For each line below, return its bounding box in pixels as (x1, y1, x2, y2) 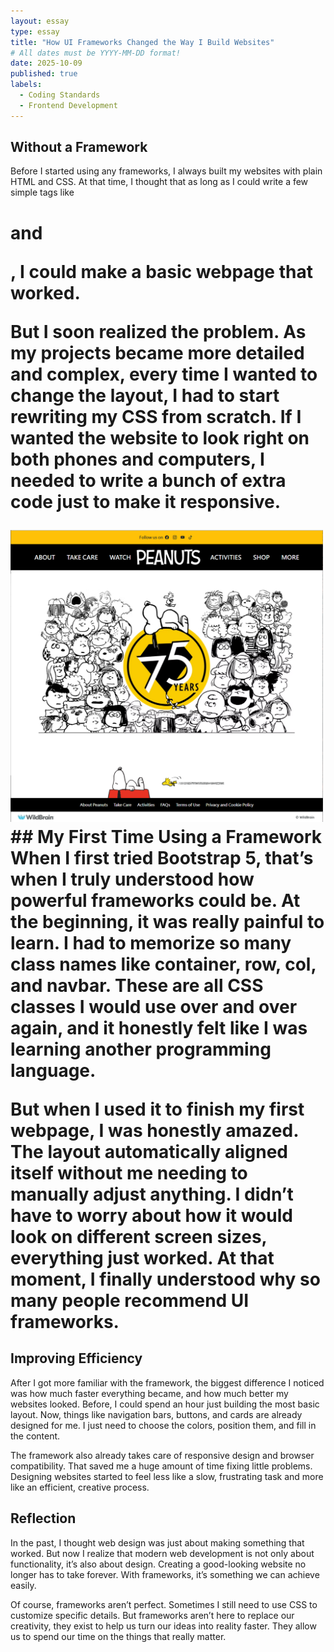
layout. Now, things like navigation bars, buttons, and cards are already (10, 1408, 303, 1420)
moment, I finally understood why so (10, 1268, 321, 1290)
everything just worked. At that (10, 1246, 275, 1269)
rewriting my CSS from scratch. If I (10, 405, 302, 428)
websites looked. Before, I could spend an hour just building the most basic (10, 1398, 320, 1410)
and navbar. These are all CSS (10, 974, 264, 997)
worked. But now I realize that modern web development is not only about (10, 1547, 315, 1559)
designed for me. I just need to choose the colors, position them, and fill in (10, 1419, 317, 1431)
